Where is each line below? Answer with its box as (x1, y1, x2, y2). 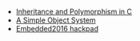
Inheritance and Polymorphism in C (15, 7, 132, 16)
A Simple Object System (15, 15, 96, 25)
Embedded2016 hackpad (15, 24, 98, 33)
